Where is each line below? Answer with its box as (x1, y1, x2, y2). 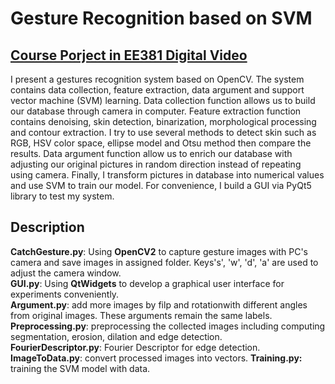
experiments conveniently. (10, 288, 120, 300)
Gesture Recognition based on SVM (10, 7, 313, 30)
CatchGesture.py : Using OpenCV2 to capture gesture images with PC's (10, 245, 309, 257)
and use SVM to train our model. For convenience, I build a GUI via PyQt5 (10, 180, 312, 191)
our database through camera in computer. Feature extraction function (10, 105, 302, 117)
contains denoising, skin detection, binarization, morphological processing (10, 116, 317, 127)
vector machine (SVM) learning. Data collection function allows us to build (10, 95, 316, 106)
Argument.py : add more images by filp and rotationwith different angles (10, 298, 308, 311)
